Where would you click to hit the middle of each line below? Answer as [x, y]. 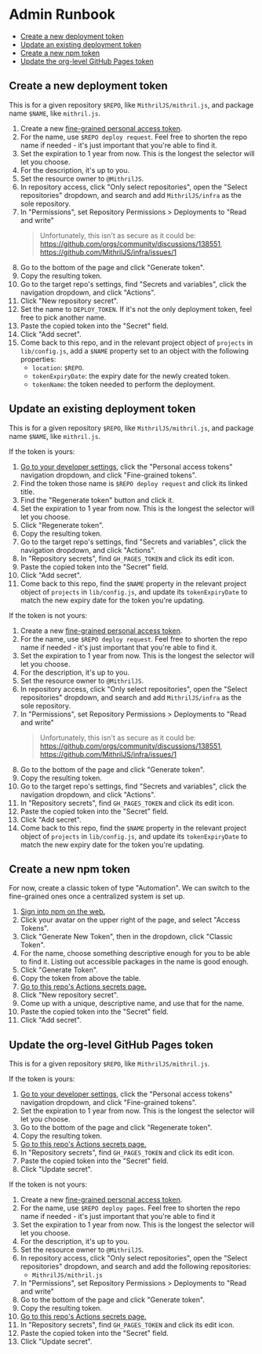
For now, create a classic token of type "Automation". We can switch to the [129, 888]
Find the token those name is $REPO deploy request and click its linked [134, 483]
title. [27, 492]
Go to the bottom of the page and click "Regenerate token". [116, 1128]
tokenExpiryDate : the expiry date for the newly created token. [131, 375]
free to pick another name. [63, 317]
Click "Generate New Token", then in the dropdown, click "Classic [127, 937]
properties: [38, 359]
